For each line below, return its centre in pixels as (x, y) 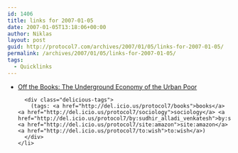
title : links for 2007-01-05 (50, 21)
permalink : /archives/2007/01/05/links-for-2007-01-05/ (92, 54)
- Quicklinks (33, 67)
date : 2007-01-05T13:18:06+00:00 (57, 27)
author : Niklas (30, 34)
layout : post (27, 40)
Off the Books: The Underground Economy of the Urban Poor (107, 86)
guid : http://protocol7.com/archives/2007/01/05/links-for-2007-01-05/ (115, 47)
